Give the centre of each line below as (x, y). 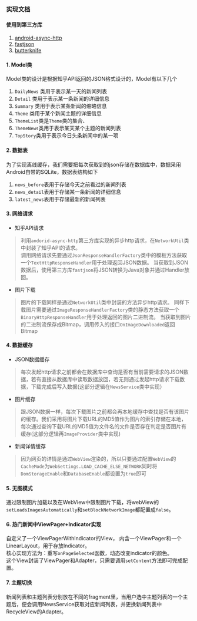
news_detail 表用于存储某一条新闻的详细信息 (68, 191)
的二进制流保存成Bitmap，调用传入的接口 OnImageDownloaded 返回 (98, 324)
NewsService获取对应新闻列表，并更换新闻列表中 (102, 604)
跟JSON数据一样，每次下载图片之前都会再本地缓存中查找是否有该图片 (105, 411)
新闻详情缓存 (30, 446)
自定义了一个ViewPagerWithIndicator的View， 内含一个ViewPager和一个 (94, 539)
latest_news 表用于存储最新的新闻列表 (60, 199)
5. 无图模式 (19, 488)
